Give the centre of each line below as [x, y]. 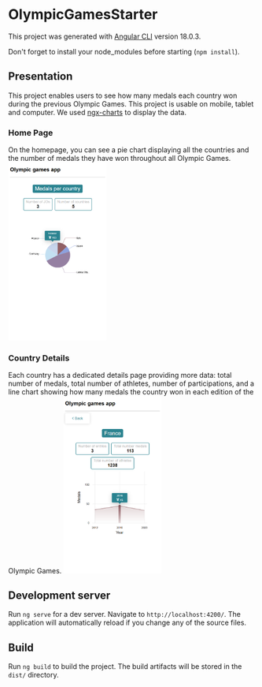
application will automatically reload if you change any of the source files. [127, 623]
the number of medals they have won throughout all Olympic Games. [120, 159]
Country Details [39, 358]
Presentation [41, 77]
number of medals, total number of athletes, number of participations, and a [131, 383]
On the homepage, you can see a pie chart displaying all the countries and [129, 150]
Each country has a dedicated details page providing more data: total [120, 375]
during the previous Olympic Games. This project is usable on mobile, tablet [131, 103]
